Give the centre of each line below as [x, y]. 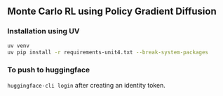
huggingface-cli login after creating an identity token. [87, 85]
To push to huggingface [49, 70]
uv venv [19, 46]
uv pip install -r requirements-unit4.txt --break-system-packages [108, 52]
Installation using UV [43, 31]
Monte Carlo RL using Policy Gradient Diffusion [112, 11]
